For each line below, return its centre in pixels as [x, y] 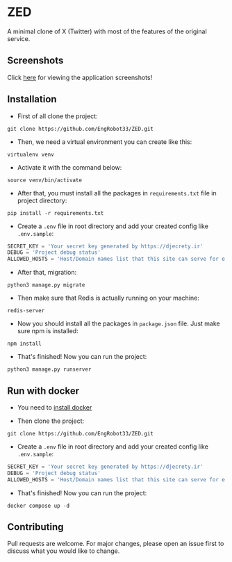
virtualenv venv [31, 154]
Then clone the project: [51, 421]
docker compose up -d [39, 506]
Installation [32, 99]
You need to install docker [55, 407]
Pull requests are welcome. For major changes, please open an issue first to [116, 544]
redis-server [26, 311]
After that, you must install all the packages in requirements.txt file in [117, 193]
